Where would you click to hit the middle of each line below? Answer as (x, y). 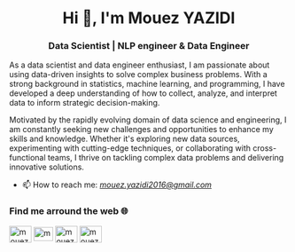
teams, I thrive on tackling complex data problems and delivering (166, 158)
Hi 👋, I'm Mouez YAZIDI (149, 18)
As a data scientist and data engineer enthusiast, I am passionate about (140, 65)
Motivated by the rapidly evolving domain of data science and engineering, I (148, 120)
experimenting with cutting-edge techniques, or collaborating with (130, 148)
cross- (264, 148)
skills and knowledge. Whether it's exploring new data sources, (125, 139)
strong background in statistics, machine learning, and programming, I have (147, 84)
